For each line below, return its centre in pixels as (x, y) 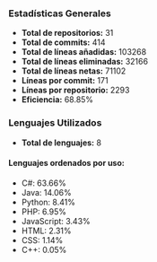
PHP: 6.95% (44, 211)
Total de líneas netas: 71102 (74, 71)
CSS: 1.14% (42, 240)
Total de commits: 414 (63, 42)
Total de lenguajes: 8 (61, 143)
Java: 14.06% (47, 192)
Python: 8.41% (48, 202)
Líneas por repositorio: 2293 (75, 90)
